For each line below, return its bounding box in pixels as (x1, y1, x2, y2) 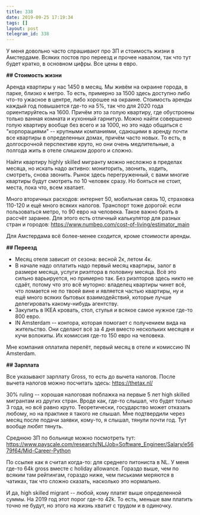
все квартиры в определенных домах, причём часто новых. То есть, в (6, 134, 186, 141)
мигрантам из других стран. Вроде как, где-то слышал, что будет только (6, 397, 193, 404)
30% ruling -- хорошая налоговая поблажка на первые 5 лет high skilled (6, 391, 190, 398)
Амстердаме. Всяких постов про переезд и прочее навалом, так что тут (6, 54, 191, 61)
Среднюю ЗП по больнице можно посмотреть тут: (6, 434, 136, 441)
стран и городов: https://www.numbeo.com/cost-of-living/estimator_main (6, 221, 190, 228)
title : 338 (6, 8, 33, 15)
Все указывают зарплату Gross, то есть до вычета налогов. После (6, 373, 176, 380)
